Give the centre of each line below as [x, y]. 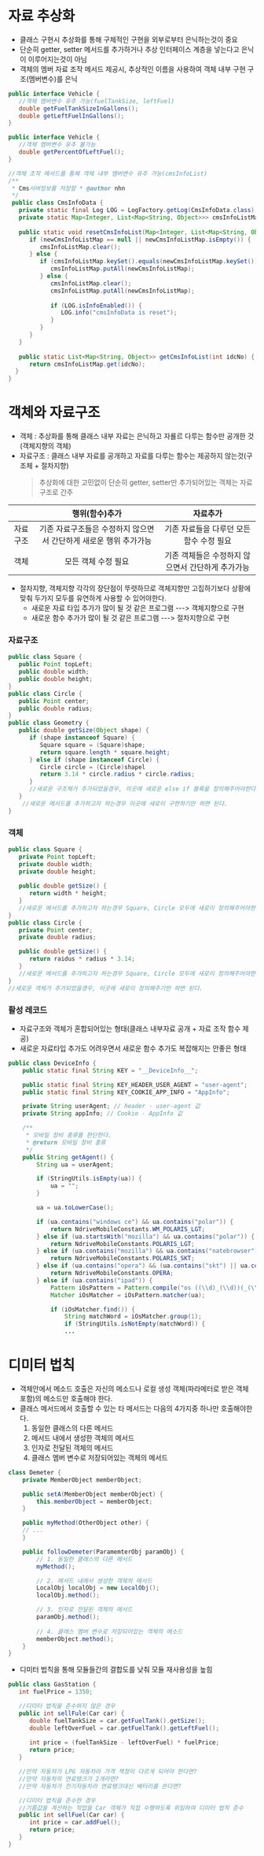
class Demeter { [35, 1472]
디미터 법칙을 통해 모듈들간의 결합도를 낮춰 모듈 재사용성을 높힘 [116, 1670]
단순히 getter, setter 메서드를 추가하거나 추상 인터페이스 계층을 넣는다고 [129, 49]
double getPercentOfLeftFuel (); [71, 152]
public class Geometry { [49, 723]
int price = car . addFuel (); [75, 1823]
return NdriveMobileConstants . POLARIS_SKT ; [122, 1259]
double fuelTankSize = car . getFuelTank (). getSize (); [117, 1720]
